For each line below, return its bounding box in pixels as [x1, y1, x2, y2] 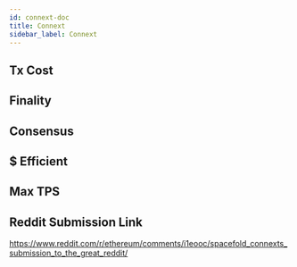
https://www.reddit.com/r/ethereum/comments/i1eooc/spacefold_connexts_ [9, 238, 288, 249]
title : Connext [9, 21, 66, 30]
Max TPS [9, 184, 61, 199]
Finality [9, 93, 52, 108]
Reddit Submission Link [9, 214, 143, 229]
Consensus [9, 123, 74, 138]
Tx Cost [9, 63, 54, 78]
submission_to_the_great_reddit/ [9, 247, 128, 259]
